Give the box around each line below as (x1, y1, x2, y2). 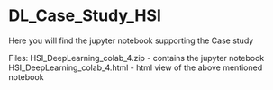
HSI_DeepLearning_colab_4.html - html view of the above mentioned (8, 62, 263, 73)
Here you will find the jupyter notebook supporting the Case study (8, 35, 254, 46)
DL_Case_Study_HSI (8, 5, 161, 26)
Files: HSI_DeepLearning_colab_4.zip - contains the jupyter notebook (8, 52, 265, 63)
